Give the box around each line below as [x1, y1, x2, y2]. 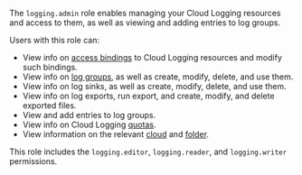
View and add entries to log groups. [22, 110, 156, 120]
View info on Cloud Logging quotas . [22, 119, 156, 130]
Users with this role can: [9, 35, 100, 45]
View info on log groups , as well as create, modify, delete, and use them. [22, 71, 294, 82]
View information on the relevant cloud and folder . [22, 129, 210, 139]
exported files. [22, 100, 77, 111]
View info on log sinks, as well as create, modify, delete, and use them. [22, 81, 287, 91]
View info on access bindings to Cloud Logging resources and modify [22, 52, 283, 62]
